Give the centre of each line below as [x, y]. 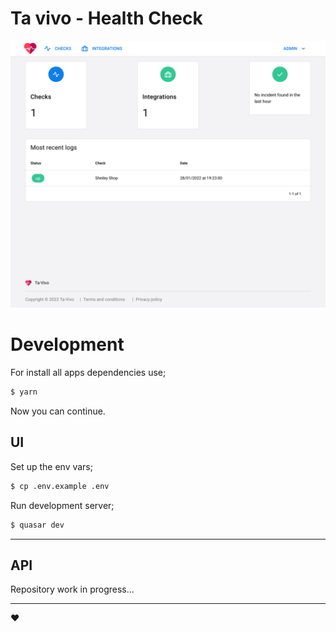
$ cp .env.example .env [60, 486]
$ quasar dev [37, 525]
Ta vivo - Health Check [106, 18]
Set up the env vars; [51, 466]
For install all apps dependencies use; [88, 373]
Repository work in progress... [72, 589]
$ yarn [24, 392]
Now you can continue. [58, 411]
